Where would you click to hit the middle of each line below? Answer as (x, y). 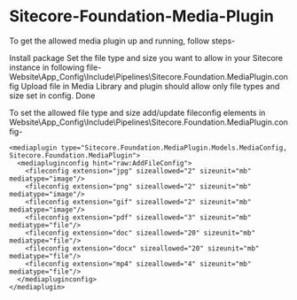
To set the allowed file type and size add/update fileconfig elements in (137, 112)
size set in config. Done (52, 96)
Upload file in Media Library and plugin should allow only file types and (150, 86)
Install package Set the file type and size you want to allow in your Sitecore (146, 58)
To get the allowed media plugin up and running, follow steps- (122, 41)
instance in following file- (55, 67)
